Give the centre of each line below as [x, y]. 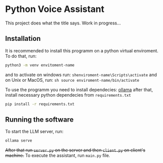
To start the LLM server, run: [34, 132]
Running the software [39, 119]
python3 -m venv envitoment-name [40, 65]
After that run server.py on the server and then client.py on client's [75, 150]
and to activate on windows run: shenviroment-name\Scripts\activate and [81, 75]
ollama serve [19, 141]
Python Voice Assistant [55, 9]
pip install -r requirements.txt [40, 104]
